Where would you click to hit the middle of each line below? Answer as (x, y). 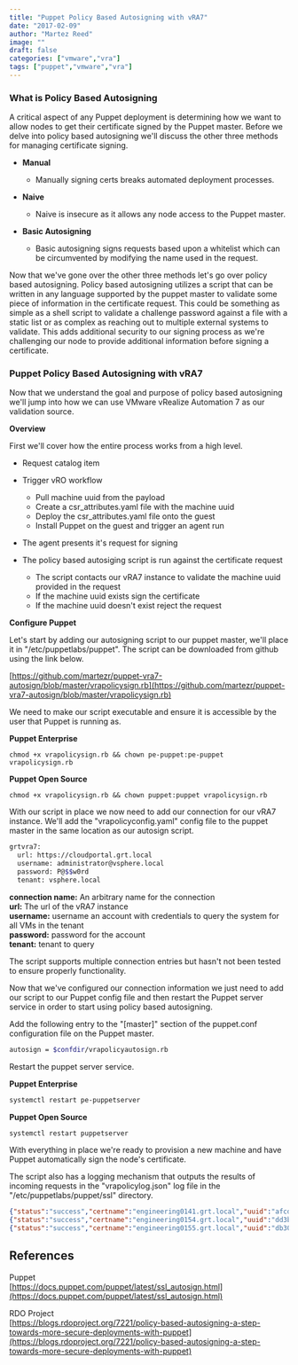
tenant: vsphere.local (59, 880)
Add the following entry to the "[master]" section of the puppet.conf (133, 1024)
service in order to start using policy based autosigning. (111, 1007)
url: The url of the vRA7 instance (69, 906)
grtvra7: (25, 847)
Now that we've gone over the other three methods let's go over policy (138, 275)
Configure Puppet (43, 623)
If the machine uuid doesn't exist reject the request (128, 606)
